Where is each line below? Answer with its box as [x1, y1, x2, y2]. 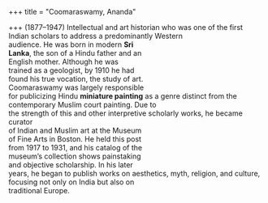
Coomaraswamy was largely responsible [8, 82, 145, 92]
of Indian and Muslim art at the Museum [8, 125, 142, 135]
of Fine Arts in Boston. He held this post [8, 134, 142, 144]
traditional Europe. [8, 186, 71, 195]
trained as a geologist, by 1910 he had [8, 66, 135, 75]
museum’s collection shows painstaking [8, 151, 141, 161]
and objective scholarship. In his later [8, 160, 134, 169]
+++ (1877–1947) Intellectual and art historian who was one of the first [8, 23, 244, 32]
